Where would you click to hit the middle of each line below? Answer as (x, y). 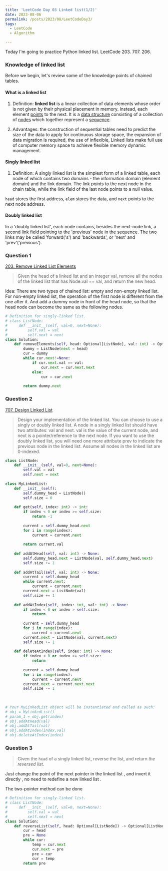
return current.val (43, 544)
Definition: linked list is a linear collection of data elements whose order (86, 104)
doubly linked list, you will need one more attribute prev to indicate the (90, 441)
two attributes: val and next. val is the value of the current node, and (88, 430)
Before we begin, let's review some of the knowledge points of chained (78, 76)
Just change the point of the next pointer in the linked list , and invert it (78, 774)
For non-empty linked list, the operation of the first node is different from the (84, 296)
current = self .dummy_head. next (57, 526)
